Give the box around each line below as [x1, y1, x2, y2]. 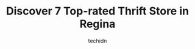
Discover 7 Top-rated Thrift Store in [6, 4, 189, 18]
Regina [79, 17, 116, 31]
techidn [88, 37, 107, 44]
